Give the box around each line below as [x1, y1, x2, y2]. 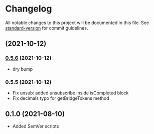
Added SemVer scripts [12, 123, 59, 129]
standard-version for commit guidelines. [5, 25, 88, 31]
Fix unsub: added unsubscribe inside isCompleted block [12, 90, 129, 96]
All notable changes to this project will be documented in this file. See [5, 20, 149, 26]
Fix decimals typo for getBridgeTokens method [12, 95, 109, 101]
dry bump [12, 66, 33, 72]
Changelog [5, 3, 52, 15]
